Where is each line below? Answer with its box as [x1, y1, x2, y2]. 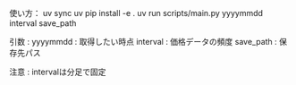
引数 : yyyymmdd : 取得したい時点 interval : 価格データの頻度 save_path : [9, 37, 277, 47]
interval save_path [9, 18, 77, 29]
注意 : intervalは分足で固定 [9, 66, 106, 77]
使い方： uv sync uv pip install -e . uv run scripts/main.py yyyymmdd [9, 8, 264, 18]
